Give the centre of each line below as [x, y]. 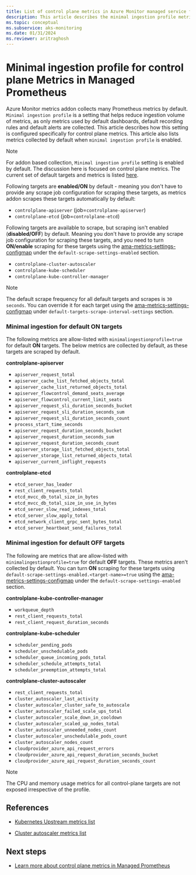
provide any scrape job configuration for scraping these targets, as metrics [96, 192]
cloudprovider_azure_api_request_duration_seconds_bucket [86, 755]
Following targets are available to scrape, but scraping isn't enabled [87, 227]
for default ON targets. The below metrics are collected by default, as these [97, 345]
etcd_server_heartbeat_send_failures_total [68, 528]
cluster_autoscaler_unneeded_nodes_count [65, 730]
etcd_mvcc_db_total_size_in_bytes [56, 497]
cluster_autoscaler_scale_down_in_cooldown [68, 718]
